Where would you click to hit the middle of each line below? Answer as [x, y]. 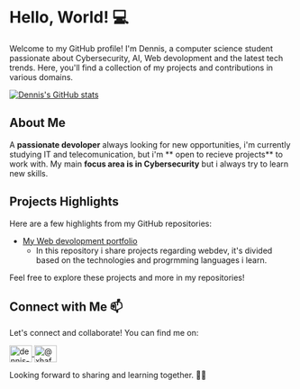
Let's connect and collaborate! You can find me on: [104, 333]
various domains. [41, 77]
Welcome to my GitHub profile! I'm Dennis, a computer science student [141, 48]
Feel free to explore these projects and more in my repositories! [127, 277]
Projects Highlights [64, 202]
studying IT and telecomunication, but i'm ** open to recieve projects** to [146, 154]
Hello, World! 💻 [69, 18]
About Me [37, 123]
